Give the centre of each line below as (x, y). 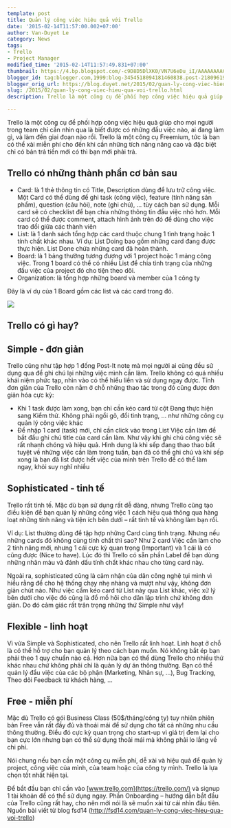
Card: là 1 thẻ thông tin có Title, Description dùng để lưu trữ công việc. (117, 189)
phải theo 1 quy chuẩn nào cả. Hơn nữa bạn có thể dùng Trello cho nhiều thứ (115, 658)
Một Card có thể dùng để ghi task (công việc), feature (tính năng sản (114, 197)
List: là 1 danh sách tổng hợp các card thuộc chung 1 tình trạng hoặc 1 (116, 234)
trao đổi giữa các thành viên (57, 226)
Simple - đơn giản (46, 349)
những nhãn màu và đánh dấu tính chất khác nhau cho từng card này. (106, 562)
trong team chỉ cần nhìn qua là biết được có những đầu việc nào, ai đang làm (115, 130)
